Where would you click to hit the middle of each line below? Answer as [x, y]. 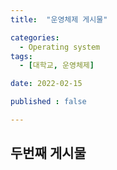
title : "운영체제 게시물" [59, 19]
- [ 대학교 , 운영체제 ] [57, 66]
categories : [35, 37]
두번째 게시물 [48, 153]
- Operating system [60, 47]
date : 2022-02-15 [46, 84]
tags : [21, 56]
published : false [48, 102]
